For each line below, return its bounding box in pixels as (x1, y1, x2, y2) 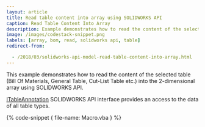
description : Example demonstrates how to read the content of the (6, 26, 182, 32)
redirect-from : (6, 43, 45, 49)
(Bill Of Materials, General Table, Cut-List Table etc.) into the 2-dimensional (6, 77, 195, 84)
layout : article (6, 9, 48, 15)
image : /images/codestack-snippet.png (6, 32, 105, 38)
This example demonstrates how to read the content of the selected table (6, 71, 191, 78)
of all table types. (6, 102, 50, 109)
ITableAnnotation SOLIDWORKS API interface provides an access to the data (6, 95, 199, 103)
